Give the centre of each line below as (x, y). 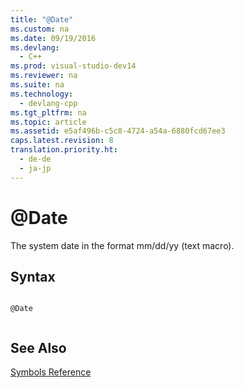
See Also (38, 347)
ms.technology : (42, 94)
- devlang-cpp (48, 103)
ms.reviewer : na (44, 76)
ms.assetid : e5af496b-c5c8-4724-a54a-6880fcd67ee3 (118, 131)
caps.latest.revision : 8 (62, 141)
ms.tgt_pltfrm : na (48, 112)
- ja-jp (35, 168)
